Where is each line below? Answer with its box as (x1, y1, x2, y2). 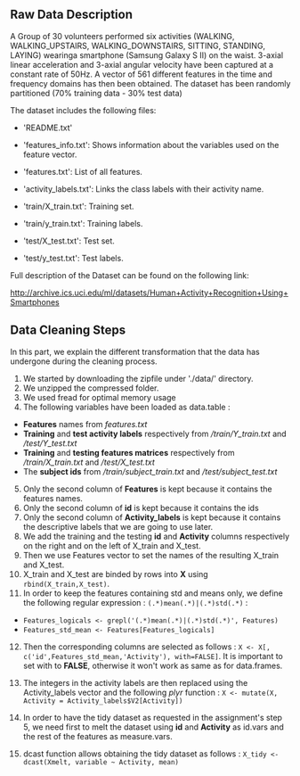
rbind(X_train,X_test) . (22, 578, 110, 589)
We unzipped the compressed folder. (22, 383, 159, 393)
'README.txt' (22, 122, 73, 133)
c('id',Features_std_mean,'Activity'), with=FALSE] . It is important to (22, 650, 283, 661)
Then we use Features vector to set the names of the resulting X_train (22, 549, 280, 560)
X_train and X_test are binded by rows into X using (22, 568, 208, 579)
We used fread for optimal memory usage (22, 392, 176, 402)
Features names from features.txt (22, 418, 148, 429)
